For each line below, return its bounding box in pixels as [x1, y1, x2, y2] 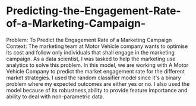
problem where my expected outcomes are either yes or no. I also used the [6, 80, 190, 87]
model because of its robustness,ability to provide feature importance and [6, 86, 188, 94]
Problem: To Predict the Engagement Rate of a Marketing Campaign [6, 36, 172, 43]
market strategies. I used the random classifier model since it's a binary [6, 74, 181, 81]
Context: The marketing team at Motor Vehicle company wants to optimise [6, 43, 188, 50]
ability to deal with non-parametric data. [6, 93, 105, 100]
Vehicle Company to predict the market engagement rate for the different [6, 68, 185, 75]
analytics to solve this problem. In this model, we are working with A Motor [6, 61, 189, 69]
